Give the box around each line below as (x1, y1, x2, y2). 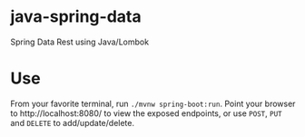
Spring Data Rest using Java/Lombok (10, 36, 149, 47)
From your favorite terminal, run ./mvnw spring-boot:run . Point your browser (10, 98, 296, 109)
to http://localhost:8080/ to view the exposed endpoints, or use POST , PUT (10, 107, 282, 119)
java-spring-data (10, 6, 142, 27)
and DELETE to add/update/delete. (10, 117, 135, 128)
